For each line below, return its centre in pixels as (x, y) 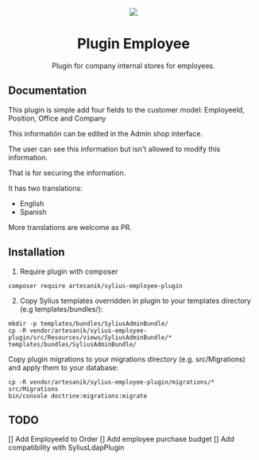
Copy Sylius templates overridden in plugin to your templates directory (135, 301)
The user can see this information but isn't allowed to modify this (114, 149)
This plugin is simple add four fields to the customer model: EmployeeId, (126, 109)
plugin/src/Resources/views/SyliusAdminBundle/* (90, 337)
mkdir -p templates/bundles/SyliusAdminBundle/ (89, 324)
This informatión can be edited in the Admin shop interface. (106, 133)
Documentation (48, 91)
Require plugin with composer (69, 271)
